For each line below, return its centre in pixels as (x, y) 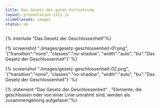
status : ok (17, 24)
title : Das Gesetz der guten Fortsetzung (50, 10)
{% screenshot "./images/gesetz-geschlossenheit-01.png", (67, 48)
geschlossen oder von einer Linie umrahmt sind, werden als (68, 95)
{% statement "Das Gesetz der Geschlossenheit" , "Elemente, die (74, 90)
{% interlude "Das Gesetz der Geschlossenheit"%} (58, 39)
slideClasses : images (28, 19)
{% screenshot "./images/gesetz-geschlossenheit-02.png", (67, 69)
